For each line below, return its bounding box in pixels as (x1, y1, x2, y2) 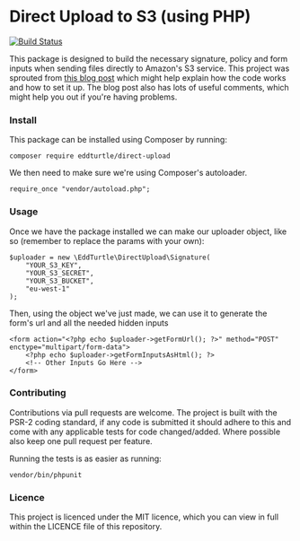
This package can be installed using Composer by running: (9, 135, 227, 145)
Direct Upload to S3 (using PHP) (9, 6, 251, 27)
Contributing (9, 387, 66, 399)
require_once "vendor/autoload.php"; (9, 185, 151, 194)
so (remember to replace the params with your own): (9, 235, 205, 246)
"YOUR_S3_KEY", (25, 260, 83, 270)
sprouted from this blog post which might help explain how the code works (9, 72, 287, 83)
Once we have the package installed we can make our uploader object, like (9, 226, 287, 237)
